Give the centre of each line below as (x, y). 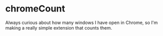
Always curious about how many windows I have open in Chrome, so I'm (82, 22)
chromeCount (35, 9)
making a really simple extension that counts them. (59, 27)
